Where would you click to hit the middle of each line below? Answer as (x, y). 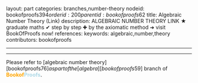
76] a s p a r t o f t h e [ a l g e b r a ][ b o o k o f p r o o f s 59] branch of (104, 68)
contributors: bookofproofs (39, 40)
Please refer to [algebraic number (47, 62)
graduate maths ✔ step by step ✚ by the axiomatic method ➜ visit (86, 27)
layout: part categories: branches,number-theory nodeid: (75, 9)
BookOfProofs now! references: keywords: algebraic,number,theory (88, 34)
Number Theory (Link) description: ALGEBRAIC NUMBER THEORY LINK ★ (96, 21)
